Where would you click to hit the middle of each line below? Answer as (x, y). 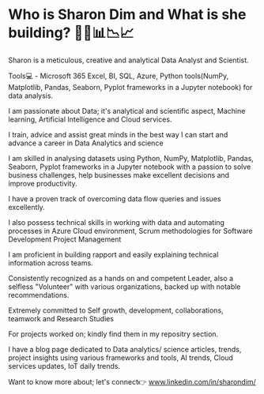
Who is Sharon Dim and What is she (127, 15)
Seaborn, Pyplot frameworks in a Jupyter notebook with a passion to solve (130, 167)
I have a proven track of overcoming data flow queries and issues (115, 198)
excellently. (26, 207)
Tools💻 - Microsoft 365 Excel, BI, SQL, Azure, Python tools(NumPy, (119, 76)
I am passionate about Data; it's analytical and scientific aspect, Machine (127, 111)
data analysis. (31, 96)
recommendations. (39, 295)
